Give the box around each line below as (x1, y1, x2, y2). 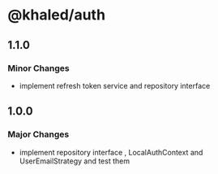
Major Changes (7, 128, 70, 140)
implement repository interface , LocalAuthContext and (19, 147, 203, 157)
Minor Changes (7, 63, 70, 74)
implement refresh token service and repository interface (19, 80, 211, 90)
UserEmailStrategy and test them (19, 156, 130, 166)
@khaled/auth (7, 6, 106, 24)
